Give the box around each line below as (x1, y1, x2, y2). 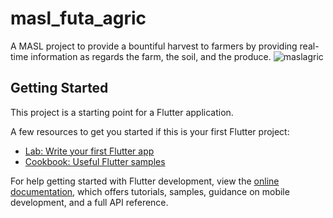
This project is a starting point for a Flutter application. (10, 106, 234, 118)
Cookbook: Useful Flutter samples (24, 155, 166, 167)
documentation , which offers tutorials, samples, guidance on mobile (10, 185, 290, 197)
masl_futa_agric (10, 7, 147, 30)
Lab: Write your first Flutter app (24, 145, 155, 157)
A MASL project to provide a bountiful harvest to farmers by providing (10, 40, 298, 52)
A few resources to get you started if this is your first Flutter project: (10, 125, 290, 137)
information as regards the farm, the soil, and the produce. (30, 50, 272, 62)
